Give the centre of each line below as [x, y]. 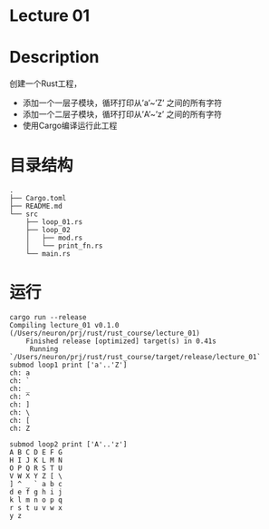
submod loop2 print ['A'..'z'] [68, 445]
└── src [24, 214]
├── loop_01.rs [54, 222]
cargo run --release [48, 318]
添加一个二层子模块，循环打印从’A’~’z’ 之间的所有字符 [122, 114]
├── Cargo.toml [38, 199]
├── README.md [36, 206]
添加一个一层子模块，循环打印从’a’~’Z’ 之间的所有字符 [122, 103]
